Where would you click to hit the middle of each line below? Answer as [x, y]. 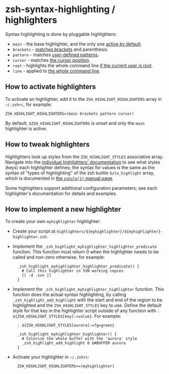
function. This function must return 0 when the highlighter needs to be [86, 252]
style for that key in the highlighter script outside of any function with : [86, 311]
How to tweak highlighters [47, 145]
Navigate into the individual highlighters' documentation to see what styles [83, 162]
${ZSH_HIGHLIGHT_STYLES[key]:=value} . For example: [67, 316]
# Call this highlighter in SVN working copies [73, 271]
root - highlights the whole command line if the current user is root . [82, 65]
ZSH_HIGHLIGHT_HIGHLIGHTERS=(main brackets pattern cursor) [70, 114]
